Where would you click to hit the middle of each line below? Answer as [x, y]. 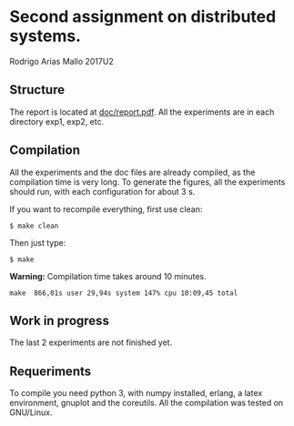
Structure [37, 90]
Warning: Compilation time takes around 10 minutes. [108, 276]
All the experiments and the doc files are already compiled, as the [132, 172]
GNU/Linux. [31, 412]
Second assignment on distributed [143, 17]
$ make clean [34, 226]
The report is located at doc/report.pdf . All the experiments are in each [142, 112]
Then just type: [38, 242]
